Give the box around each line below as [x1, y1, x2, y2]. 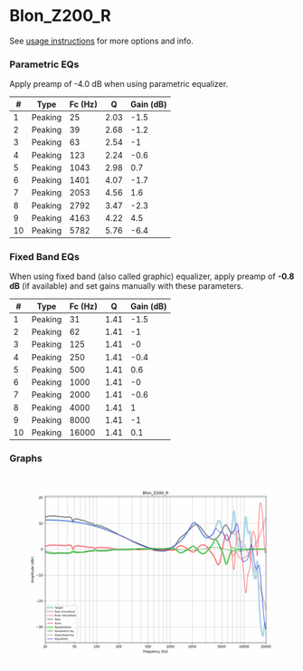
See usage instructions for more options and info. [9, 35, 194, 46]
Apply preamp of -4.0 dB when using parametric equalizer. [9, 79, 229, 90]
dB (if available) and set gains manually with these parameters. [9, 281, 244, 292]
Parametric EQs [9, 58, 80, 71]
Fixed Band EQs [9, 250, 80, 263]
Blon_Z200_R [9, 5, 111, 26]
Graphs [9, 452, 43, 465]
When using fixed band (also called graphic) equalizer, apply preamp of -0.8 [9, 271, 295, 282]
